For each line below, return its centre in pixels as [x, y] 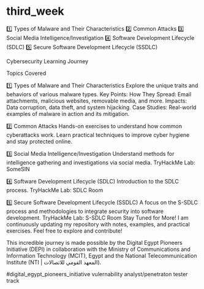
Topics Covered [26, 73]
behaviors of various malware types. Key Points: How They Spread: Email [99, 94]
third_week [35, 11]
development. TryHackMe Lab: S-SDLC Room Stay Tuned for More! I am [97, 218]
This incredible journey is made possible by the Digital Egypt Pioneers [94, 242]
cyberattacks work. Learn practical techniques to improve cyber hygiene [98, 135]
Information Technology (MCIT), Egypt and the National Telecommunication [102, 255]
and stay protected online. [39, 141]
